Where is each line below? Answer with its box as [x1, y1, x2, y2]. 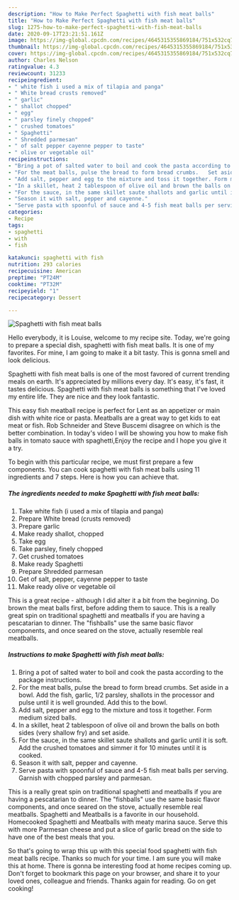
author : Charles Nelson [8, 57, 79, 64]
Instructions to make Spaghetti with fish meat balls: [8, 650, 165, 658]
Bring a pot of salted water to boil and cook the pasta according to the [18, 668, 224, 677]
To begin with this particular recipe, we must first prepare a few [8, 457, 194, 466]
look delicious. [8, 356, 50, 364]
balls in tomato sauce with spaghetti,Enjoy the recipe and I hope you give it [8, 436, 227, 445]
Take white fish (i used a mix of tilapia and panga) [18, 507, 164, 516]
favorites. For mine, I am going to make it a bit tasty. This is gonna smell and [8, 349, 230, 357]
